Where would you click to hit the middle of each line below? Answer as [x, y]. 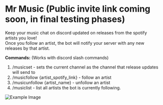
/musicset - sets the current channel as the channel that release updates [85, 67]
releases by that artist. [28, 48]
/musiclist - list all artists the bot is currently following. [66, 87]
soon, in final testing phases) [65, 19]
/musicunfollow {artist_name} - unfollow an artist [61, 82]
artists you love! [21, 38]
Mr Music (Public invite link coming [78, 9]
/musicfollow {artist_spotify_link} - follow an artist [62, 77]
